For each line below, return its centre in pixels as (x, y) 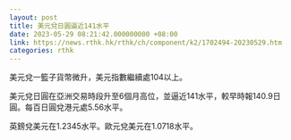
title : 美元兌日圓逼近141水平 (60, 26)
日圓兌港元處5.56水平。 (84, 107)
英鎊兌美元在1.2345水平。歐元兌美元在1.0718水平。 (104, 127)
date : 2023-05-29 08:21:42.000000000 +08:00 (94, 34)
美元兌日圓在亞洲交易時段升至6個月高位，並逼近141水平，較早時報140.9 (141, 96)
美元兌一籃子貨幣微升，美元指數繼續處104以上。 (98, 78)
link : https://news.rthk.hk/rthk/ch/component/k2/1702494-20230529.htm (145, 42)
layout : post (34, 17)
